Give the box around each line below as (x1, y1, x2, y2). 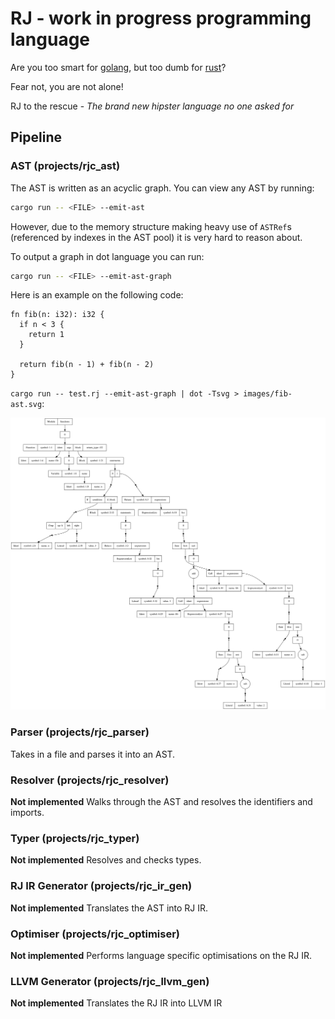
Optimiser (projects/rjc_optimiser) (10, 927, 181, 941)
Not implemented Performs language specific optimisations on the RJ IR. (10, 949, 312, 961)
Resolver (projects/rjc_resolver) (10, 773, 170, 787)
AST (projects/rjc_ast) (10, 159, 121, 173)
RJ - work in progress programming (10, 7, 312, 30)
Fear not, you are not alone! (10, 80, 124, 92)
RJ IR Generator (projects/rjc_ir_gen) (10, 879, 193, 893)
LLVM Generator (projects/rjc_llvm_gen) (10, 974, 210, 988)
